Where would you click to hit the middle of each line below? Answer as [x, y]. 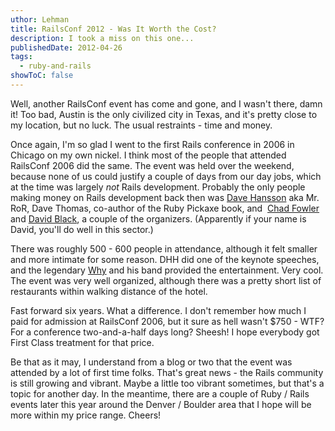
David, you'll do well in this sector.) [82, 229]
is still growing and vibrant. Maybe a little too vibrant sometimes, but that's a [167, 383]
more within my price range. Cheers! [86, 415]
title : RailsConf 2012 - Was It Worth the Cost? [113, 29]
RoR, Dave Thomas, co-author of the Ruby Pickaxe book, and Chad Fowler [165, 208]
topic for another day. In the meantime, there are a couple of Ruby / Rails [160, 393]
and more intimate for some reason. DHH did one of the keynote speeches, [165, 259]
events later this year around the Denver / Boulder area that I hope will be [161, 404]
